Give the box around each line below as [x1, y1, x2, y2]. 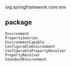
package [5, 18, 33, 26]
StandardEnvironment [5, 57, 47, 62]
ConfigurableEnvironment [5, 44, 55, 49]
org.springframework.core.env [5, 4, 67, 10]
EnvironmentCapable [5, 40, 45, 44]
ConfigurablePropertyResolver [5, 48, 67, 53]
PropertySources [5, 35, 38, 41]
